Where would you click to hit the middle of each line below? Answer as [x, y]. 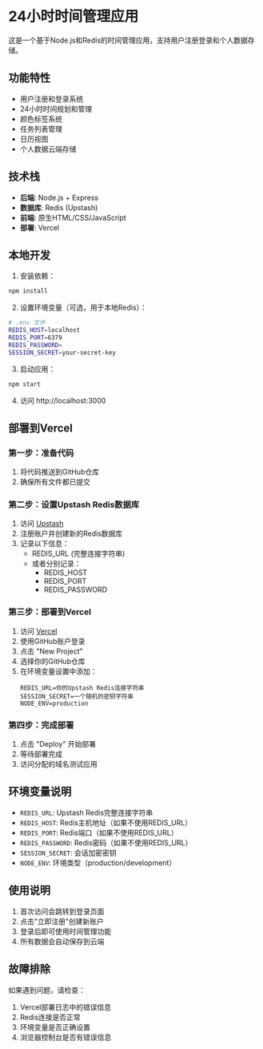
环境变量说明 [40, 792]
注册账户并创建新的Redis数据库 [71, 533]
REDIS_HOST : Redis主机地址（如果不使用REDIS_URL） [106, 822]
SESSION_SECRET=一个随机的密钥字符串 [77, 696]
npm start [25, 384]
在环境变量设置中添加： [58, 671]
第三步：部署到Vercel [50, 612]
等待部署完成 [41, 754]
